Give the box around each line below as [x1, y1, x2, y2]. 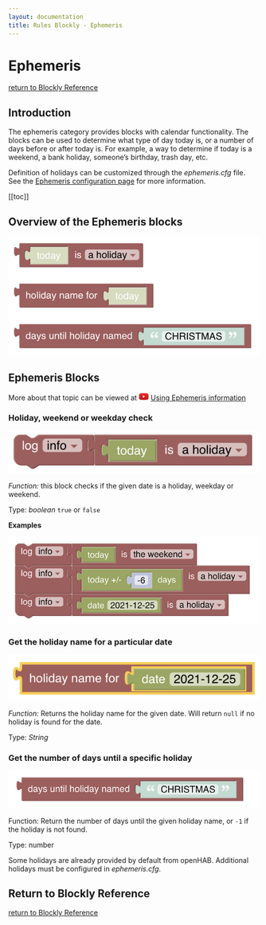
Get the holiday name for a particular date [8, 636, 173, 647]
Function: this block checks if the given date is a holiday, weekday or [8, 481, 234, 491]
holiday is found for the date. [8, 717, 103, 727]
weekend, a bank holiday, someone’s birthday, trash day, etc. [8, 152, 209, 163]
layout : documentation [8, 13, 84, 21]
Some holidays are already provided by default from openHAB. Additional [8, 855, 249, 864]
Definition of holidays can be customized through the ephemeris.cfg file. [8, 168, 246, 178]
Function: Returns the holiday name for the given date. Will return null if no [8, 708, 255, 718]
